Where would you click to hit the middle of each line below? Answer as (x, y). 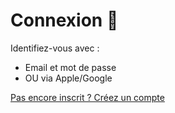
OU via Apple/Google (68, 78)
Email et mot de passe (70, 67)
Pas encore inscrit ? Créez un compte (87, 97)
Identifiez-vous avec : (55, 48)
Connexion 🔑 (64, 20)
